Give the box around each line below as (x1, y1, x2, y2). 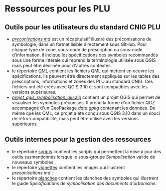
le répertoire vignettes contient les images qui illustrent (11, 164, 125, 170)
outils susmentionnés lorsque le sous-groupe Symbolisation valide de (11, 154, 156, 160)
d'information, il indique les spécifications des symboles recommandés (11, 52, 158, 58)
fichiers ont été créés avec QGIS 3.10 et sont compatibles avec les (11, 84, 148, 90)
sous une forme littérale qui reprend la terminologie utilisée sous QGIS (11, 57, 156, 63)
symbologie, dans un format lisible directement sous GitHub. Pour (11, 41, 148, 47)
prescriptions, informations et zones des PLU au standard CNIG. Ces (11, 78, 153, 84)
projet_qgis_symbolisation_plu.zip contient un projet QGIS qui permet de (11, 94, 161, 100)
